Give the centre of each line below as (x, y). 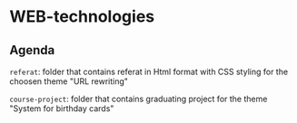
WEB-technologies (82, 17)
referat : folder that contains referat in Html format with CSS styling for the (149, 71)
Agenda (32, 50)
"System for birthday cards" (62, 109)
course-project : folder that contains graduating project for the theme (139, 99)
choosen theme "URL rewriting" (69, 81)
